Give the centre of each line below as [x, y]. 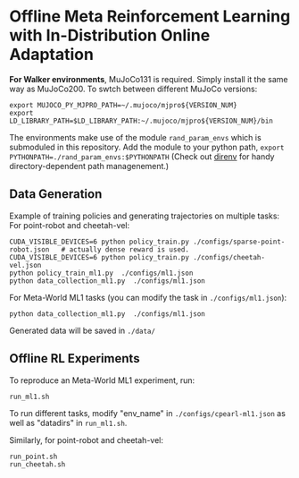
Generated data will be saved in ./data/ [83, 330]
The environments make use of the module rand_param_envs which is [135, 137]
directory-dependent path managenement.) [89, 166]
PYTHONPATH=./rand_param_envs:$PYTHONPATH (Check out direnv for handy [142, 156]
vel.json [25, 265]
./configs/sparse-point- [239, 242]
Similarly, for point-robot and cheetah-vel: [86, 440]
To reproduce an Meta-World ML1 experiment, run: [102, 380]
